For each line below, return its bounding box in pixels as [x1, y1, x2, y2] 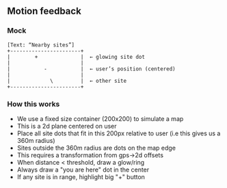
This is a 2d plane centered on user [16, 122, 118, 130]
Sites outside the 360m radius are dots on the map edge [16, 144, 176, 152]
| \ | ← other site [7, 77, 127, 84]
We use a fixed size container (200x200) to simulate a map [16, 114, 184, 122]
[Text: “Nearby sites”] [7, 41, 75, 49]
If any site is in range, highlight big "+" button [16, 172, 146, 180]
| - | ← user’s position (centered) [7, 65, 176, 72]
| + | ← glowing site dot [7, 53, 146, 60]
